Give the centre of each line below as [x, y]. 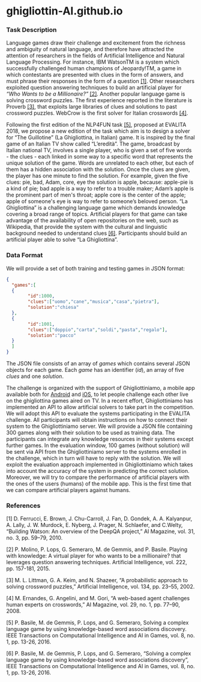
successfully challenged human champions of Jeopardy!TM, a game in [94, 69]
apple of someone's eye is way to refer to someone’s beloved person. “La [97, 201]
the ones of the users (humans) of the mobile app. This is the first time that [99, 484]
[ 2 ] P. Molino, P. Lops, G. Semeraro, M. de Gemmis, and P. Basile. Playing [97, 550]
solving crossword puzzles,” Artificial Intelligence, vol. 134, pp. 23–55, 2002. [100, 586]
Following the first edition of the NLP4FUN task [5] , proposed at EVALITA [96, 125]
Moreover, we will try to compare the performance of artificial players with [98, 477]
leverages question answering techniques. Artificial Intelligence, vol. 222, [97, 562]
